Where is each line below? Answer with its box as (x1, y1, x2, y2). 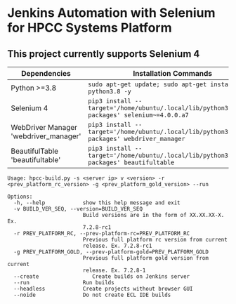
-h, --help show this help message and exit (13, 199, 181, 206)
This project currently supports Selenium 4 (7, 48, 200, 60)
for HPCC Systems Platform (7, 20, 172, 36)
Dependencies (20, 69, 72, 78)
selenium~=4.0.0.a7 (124, 111, 189, 119)
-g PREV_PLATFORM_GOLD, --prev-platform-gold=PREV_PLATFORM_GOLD (13, 249, 209, 256)
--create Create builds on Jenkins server (13, 273, 190, 280)
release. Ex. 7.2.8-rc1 (82, 242, 152, 249)
